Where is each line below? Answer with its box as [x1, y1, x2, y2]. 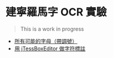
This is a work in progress [20, 25, 84, 33]
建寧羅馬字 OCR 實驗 [5, 5, 107, 19]
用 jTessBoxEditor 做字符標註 [14, 45, 86, 52]
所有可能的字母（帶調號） [14, 37, 78, 44]
